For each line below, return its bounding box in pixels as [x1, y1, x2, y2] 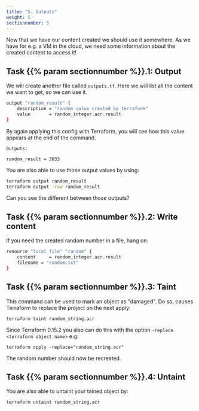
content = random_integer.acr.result [17, 254, 121, 260]
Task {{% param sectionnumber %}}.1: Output [6, 66, 182, 77]
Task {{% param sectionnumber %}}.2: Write [6, 212, 178, 222]
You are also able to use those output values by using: [6, 166, 139, 173]
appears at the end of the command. [6, 134, 97, 141]
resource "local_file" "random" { [6, 249, 93, 255]
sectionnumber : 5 [6, 20, 50, 26]
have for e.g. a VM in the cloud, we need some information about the [6, 42, 176, 50]
